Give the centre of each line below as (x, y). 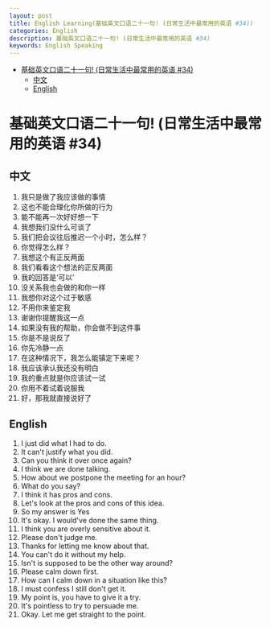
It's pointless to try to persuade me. (80, 605)
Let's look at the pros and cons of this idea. (92, 503)
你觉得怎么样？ (45, 247)
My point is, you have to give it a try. (81, 597)
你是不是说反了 (45, 338)
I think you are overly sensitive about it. (86, 529)
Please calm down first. (59, 571)
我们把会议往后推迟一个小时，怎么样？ (84, 237)
